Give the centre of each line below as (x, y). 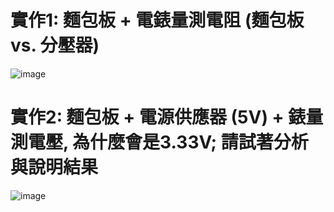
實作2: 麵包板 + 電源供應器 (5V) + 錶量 (167, 117)
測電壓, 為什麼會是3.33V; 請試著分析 (159, 142)
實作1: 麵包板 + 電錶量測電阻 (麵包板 (157, 20)
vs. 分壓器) (55, 45)
